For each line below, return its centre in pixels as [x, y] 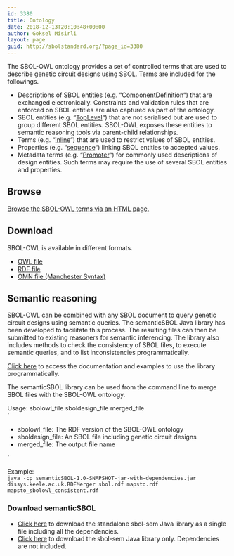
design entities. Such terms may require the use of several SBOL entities [122, 162]
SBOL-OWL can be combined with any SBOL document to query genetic [112, 315]
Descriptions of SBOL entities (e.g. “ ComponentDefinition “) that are [115, 95]
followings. [23, 81]
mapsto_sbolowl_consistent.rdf [53, 491]
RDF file [29, 269]
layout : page [26, 40]
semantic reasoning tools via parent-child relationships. [98, 132]
